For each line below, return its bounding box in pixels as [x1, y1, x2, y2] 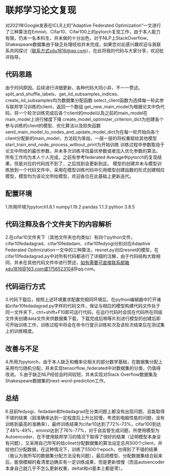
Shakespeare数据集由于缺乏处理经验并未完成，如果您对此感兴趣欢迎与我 [5, 41, 157, 47]
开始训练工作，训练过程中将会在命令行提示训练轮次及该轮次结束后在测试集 [9, 322, 165, 328]
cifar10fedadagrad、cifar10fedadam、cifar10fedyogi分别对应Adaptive [5, 241, 151, 247]
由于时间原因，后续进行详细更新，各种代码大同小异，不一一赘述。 [5, 84, 143, 91]
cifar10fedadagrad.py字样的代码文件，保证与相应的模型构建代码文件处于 [9, 303, 161, 309]
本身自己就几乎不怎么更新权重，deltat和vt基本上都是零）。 [5, 465, 125, 471]
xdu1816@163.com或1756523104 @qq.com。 [5, 266, 98, 272]
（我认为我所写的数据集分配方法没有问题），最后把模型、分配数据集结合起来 [5, 452, 163, 458]
